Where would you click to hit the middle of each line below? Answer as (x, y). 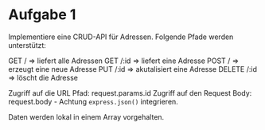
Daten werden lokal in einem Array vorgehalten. (86, 116)
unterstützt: (27, 45)
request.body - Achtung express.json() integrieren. (94, 101)
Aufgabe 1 (42, 15)
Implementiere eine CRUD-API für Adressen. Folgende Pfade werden (121, 37)
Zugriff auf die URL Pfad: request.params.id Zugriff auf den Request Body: (130, 93)
